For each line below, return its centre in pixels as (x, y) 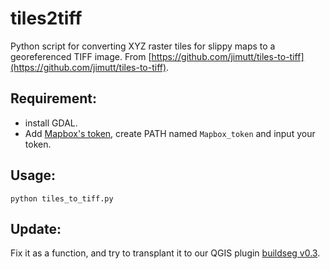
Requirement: (54, 98)
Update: (36, 228)
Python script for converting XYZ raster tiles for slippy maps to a (143, 46)
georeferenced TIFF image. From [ (81, 56)
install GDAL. (51, 123)
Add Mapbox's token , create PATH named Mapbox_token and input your (170, 133)
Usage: (33, 175)
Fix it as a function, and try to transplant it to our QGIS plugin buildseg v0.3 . (165, 253)
